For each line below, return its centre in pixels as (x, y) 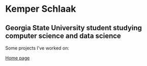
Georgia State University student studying (74, 28)
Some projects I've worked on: (37, 48)
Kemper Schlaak (41, 9)
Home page (18, 58)
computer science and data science (63, 36)
